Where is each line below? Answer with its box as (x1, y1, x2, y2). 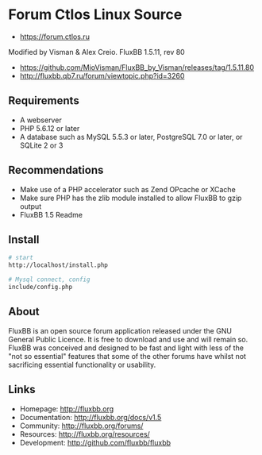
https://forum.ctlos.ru (19, 32, 90, 41)
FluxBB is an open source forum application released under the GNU (8, 326, 233, 335)
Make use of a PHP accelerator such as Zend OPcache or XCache (19, 184, 236, 194)
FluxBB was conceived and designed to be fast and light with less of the (8, 343, 245, 353)
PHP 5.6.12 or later (19, 123, 80, 133)
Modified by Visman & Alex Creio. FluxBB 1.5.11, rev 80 (8, 47, 185, 56)
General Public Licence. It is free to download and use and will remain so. (8, 334, 249, 344)
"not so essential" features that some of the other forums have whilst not (8, 351, 246, 361)
